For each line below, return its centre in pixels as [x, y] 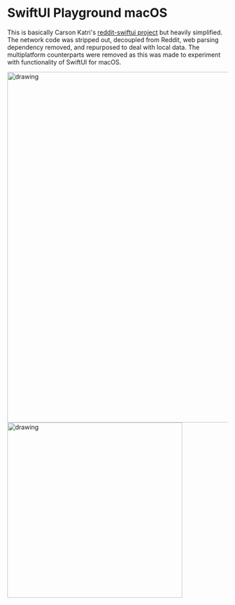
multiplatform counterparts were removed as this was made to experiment [114, 55]
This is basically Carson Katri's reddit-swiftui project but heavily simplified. [115, 32]
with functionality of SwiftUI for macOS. [64, 62]
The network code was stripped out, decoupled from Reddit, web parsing [113, 39]
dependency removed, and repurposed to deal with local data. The [104, 47]
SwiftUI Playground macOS [87, 13]
